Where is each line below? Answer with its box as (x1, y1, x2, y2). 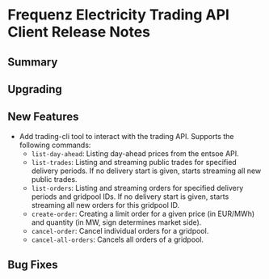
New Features (7, 110, 79, 124)
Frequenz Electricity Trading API (7, 6, 229, 24)
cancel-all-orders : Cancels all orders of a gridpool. (31, 235, 204, 244)
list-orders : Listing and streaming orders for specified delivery (31, 183, 244, 192)
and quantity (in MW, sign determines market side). (31, 217, 202, 227)
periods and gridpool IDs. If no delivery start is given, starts (31, 192, 229, 201)
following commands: (19, 140, 91, 150)
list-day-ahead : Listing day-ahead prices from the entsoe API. (31, 148, 239, 159)
